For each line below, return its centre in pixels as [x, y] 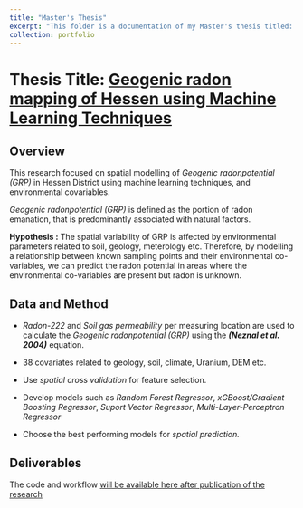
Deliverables [46, 463]
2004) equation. [53, 345]
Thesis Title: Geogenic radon [121, 79]
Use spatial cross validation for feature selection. [114, 380]
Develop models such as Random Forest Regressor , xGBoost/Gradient [153, 398]
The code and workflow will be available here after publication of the [137, 484]
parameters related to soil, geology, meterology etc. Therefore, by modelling [151, 246]
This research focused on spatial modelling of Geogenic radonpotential [142, 173]
